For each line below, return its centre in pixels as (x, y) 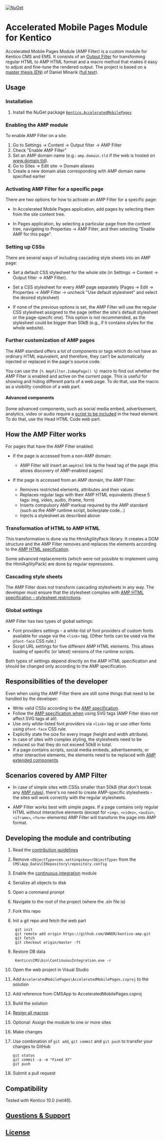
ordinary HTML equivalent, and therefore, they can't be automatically (75, 356)
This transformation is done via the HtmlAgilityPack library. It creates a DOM (82, 539)
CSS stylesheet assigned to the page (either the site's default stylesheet (85, 312)
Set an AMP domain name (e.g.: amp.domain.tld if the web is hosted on (84, 155)
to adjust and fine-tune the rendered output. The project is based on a (76, 67)
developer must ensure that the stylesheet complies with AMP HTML (75, 592)
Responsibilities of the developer (57, 682)
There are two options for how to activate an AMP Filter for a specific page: (81, 200)
